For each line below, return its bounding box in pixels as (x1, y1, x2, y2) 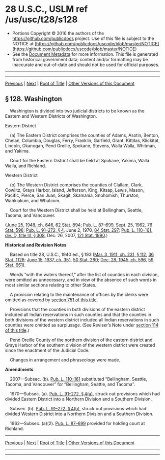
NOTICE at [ (12, 40, 37, 46)
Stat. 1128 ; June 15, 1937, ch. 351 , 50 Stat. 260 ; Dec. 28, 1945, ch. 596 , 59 (5, 256, 154, 262)
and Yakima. (5, 148, 30, 154)
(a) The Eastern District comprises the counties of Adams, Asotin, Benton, (9, 132, 160, 138)
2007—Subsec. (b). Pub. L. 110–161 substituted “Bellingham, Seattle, (9, 376, 147, 382)
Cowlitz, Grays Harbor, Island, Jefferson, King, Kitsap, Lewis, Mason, (5, 187, 144, 193)
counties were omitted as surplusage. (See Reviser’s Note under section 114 (5, 322, 159, 328)
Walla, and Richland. (5, 163, 47, 169)
